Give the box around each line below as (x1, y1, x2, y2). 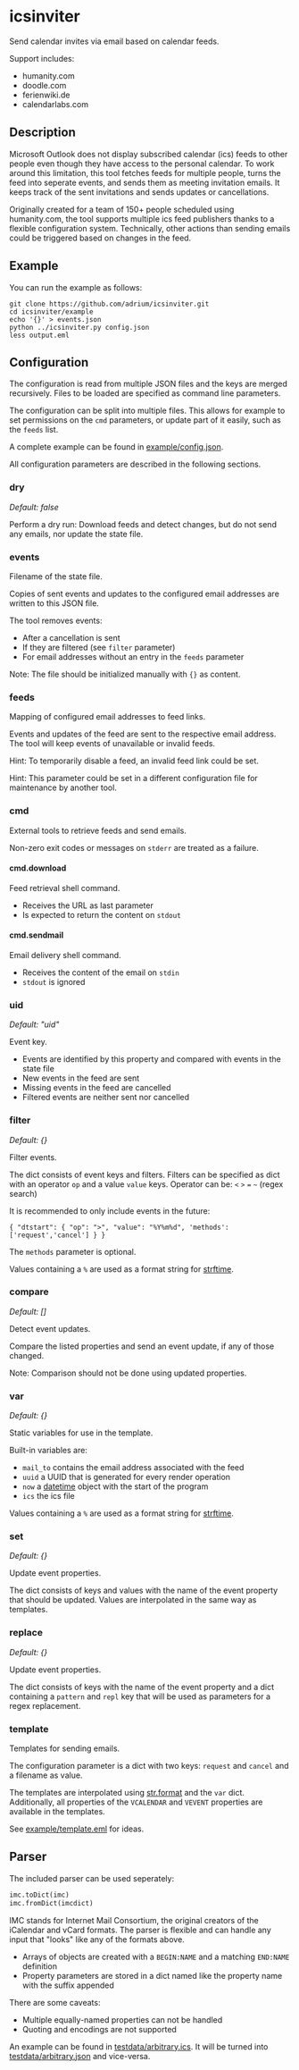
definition (21, 1960, 58, 1972)
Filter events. (9, 1151, 57, 1163)
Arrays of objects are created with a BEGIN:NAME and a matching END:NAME (21, 1951, 290, 1962)
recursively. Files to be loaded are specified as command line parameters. (9, 388, 281, 399)
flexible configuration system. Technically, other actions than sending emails (9, 223, 291, 233)
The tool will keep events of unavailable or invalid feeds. (9, 738, 216, 749)
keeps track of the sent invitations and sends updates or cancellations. (9, 186, 270, 198)
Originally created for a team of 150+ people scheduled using (9, 204, 235, 215)
